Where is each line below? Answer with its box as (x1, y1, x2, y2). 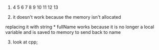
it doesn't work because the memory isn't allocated (12, 14, 121, 20)
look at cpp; (12, 39, 38, 45)
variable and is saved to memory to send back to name (5, 29, 121, 35)
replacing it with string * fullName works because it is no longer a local (5, 24, 154, 30)
